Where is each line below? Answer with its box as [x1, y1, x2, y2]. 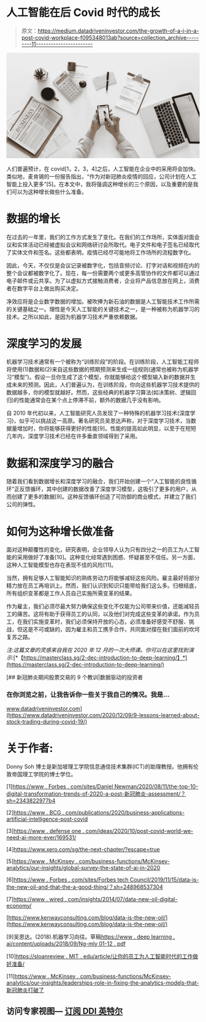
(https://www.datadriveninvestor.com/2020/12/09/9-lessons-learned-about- [6, 711, 200, 718]
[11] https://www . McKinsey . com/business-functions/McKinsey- [6, 972, 172, 980]
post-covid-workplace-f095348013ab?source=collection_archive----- [21, 34, 199, 41]
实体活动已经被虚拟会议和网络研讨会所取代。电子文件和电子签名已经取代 [17, 240, 200, 248]
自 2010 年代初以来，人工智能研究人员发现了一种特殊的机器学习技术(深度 [6, 409, 190, 417]
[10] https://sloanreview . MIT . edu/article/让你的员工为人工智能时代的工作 [6, 952, 193, 960]
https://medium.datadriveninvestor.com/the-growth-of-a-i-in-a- [37, 27, 199, 34]
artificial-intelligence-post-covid [6, 815, 88, 823]
